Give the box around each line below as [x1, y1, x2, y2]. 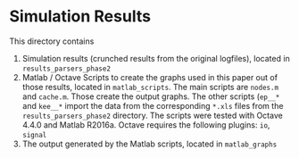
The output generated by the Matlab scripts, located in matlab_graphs [21, 138, 278, 149]
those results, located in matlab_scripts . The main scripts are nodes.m [21, 81, 279, 92]
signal [21, 130, 47, 139]
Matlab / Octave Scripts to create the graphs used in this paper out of [21, 71, 278, 82]
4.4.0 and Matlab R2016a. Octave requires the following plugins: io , [21, 119, 270, 130]
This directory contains [9, 36, 95, 46]
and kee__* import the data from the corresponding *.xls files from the [21, 100, 284, 111]
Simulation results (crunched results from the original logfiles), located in [21, 53, 290, 63]
